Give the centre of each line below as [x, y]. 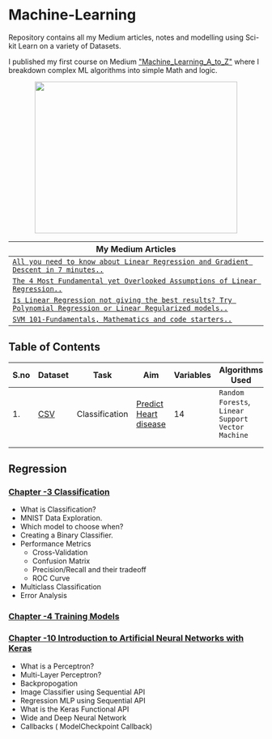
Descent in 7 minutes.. [58, 270]
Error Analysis [43, 596]
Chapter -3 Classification [59, 492]
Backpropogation [49, 683]
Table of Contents [55, 347]
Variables [193, 375]
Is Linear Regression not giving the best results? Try [122, 300]
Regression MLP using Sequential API [83, 700]
